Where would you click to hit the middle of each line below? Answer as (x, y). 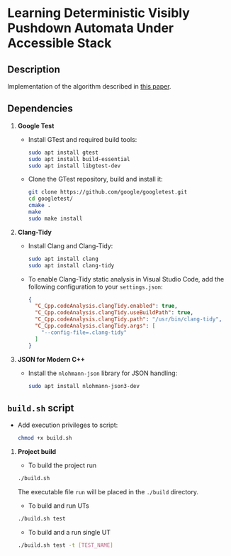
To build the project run (62, 465)
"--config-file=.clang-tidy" (84, 332)
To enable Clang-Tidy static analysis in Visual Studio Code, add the (126, 279)
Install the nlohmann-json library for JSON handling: (103, 373)
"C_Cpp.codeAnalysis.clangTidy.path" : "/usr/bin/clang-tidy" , (128, 319)
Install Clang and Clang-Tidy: (71, 245)
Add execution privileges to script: (68, 425)
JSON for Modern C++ (51, 359)
